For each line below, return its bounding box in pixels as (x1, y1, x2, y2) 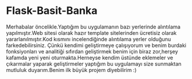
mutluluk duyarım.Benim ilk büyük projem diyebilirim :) (6, 66, 137, 73)
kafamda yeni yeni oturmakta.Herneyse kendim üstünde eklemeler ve (6, 54, 174, 61)
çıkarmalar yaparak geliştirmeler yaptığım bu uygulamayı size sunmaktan (6, 60, 181, 67)
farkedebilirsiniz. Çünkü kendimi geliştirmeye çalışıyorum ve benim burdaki (6, 42, 186, 49)
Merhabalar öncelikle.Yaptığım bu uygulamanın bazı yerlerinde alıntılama (6, 23, 181, 30)
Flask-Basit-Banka (6, 4, 98, 17)
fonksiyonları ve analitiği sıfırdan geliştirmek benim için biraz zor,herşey (6, 48, 179, 55)
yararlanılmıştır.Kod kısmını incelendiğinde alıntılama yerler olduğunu (6, 35, 172, 42)
